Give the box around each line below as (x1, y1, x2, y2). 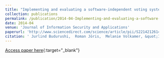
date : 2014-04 (5, 20, 34, 26)
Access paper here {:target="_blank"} (5, 47, 80, 53)
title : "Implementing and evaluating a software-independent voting (5, 7, 147, 12)
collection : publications (5, 12, 58, 16)
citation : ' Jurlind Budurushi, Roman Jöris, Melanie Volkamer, (5, 34, 143, 39)
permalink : (5, 16, 27, 21)
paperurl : (5, 29, 25, 34)
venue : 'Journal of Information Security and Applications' (5, 25, 130, 30)
